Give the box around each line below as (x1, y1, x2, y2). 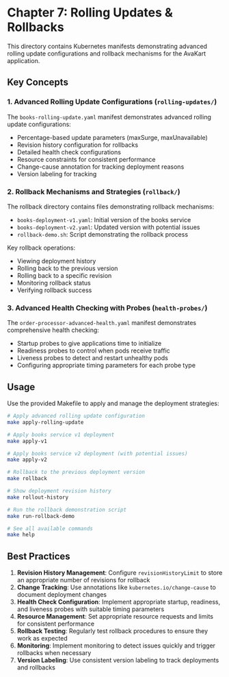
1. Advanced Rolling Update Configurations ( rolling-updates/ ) (7, 97, 217, 107)
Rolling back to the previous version (16, 264, 118, 272)
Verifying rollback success (16, 286, 92, 294)
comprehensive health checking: (7, 326, 99, 334)
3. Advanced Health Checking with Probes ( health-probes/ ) (7, 303, 208, 313)
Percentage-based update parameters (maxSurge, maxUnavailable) (16, 133, 208, 141)
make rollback (7, 475, 48, 482)
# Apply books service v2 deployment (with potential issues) (7, 450, 188, 457)
